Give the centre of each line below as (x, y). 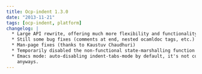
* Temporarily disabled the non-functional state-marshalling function (103, 51)
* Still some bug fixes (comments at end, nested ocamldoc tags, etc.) (103, 39)
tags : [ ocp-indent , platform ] (44, 23)
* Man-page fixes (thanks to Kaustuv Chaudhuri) (74, 45)
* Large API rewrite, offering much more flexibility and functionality (105, 34)
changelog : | (23, 28)
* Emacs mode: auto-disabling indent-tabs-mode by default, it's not (100, 56)
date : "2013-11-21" (31, 17)
